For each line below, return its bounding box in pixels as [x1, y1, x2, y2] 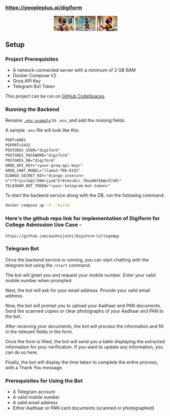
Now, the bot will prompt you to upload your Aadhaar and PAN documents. [5, 302, 161, 309]
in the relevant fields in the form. [5, 329, 74, 335]
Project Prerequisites [5, 55, 59, 63]
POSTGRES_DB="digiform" [5, 158, 56, 163]
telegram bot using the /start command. [5, 262, 91, 268]
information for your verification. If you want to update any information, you [5, 344, 163, 350]
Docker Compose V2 [12, 73, 57, 79]
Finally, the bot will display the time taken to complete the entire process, [5, 359, 158, 365]
